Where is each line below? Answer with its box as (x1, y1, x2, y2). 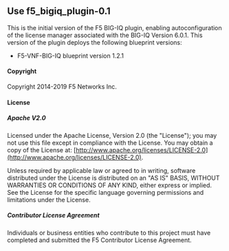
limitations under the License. (7, 195, 91, 204)
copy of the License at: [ (7, 145, 76, 154)
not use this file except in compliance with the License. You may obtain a (7, 139, 213, 147)
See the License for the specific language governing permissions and (7, 188, 204, 196)
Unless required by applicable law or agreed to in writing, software (7, 166, 196, 174)
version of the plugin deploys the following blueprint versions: (7, 38, 182, 47)
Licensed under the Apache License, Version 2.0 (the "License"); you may (7, 131, 217, 139)
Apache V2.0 (7, 114, 46, 122)
